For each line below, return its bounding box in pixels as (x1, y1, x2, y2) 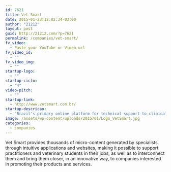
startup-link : (5, 97, 36, 102)
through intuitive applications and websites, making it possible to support (5, 145, 159, 151)
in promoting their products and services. (5, 161, 92, 167)
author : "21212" (5, 21, 40, 27)
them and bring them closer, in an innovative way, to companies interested (5, 155, 161, 161)
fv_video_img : (5, 59, 36, 64)
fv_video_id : (5, 50, 33, 55)
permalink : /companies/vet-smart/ (5, 36, 79, 41)
